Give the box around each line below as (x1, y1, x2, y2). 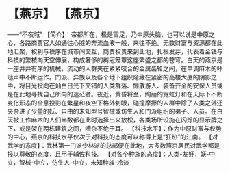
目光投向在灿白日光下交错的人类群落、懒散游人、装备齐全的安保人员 (25, 81, 217, 90)
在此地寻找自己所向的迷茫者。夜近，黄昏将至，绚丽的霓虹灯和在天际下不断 (12, 90, 223, 98)
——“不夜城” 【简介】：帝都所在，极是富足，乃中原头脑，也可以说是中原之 (7, 30, 216, 38)
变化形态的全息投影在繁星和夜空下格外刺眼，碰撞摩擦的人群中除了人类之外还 (7, 98, 223, 107)
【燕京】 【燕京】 (7, 6, 106, 22)
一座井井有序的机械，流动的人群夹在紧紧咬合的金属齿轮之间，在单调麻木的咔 (7, 64, 223, 72)
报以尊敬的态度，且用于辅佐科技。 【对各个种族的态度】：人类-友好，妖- (7, 150, 209, 158)
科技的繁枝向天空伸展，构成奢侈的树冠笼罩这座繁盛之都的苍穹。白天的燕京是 (7, 55, 223, 64)
